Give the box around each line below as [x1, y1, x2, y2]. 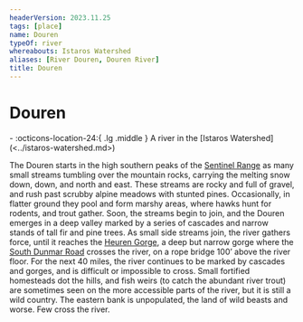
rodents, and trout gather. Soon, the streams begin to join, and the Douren [9, 207, 285, 218]
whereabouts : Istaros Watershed [9, 47, 131, 56]
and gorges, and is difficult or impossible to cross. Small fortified [9, 265, 251, 276]
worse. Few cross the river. [9, 304, 110, 315]
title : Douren [9, 64, 63, 73]
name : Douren [9, 30, 59, 39]
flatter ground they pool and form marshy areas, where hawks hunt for [9, 198, 272, 209]
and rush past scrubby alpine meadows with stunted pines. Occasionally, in [9, 188, 291, 199]
